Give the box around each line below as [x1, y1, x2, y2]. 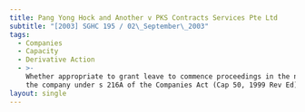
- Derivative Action [17, 55, 95, 64]
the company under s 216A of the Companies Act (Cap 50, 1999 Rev [25, 80, 282, 89]
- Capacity [17, 47, 59, 56]
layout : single [9, 89, 67, 98]
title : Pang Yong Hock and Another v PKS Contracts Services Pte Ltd [9, 13, 279, 23]
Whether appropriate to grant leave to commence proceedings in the [25, 72, 290, 81]
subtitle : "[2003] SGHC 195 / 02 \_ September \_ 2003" [9, 22, 209, 31]
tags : [9, 30, 30, 39]
